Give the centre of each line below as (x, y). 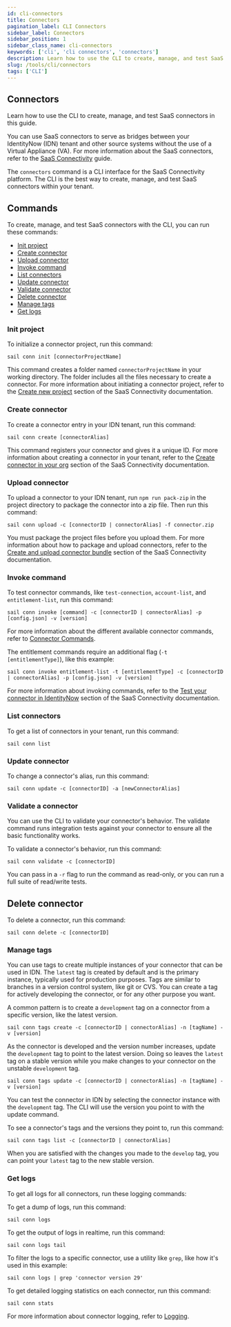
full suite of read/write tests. (47, 882)
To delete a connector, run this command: (67, 920)
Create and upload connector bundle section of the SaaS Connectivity (107, 552)
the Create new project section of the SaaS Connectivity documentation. (110, 392)
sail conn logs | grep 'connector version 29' (75, 1278)
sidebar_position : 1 (37, 39)
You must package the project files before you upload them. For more (106, 538)
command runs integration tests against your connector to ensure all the (110, 828)
